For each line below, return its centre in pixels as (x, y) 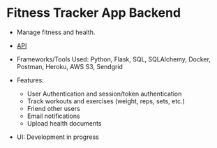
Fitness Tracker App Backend (94, 13)
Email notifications (54, 116)
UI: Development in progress (58, 137)
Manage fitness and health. (56, 32)
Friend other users (54, 108)
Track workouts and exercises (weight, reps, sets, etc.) (106, 101)
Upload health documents (64, 123)
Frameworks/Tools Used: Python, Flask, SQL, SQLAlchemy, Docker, (113, 59)
